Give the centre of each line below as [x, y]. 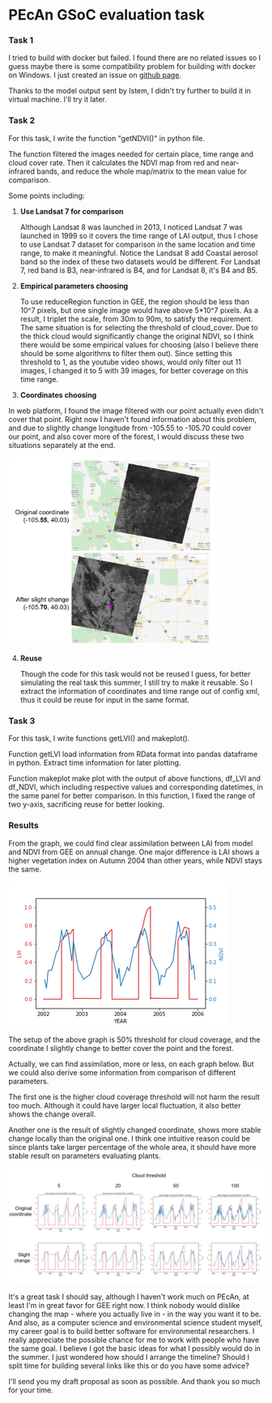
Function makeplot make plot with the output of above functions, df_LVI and [135, 779]
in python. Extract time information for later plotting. [95, 763]
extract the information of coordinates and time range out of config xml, [140, 691]
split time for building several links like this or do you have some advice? [129, 1366]
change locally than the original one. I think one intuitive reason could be [130, 1138]
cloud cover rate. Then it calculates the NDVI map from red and [114, 162]
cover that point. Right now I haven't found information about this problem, [133, 419]
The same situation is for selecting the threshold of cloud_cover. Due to [139, 327]
